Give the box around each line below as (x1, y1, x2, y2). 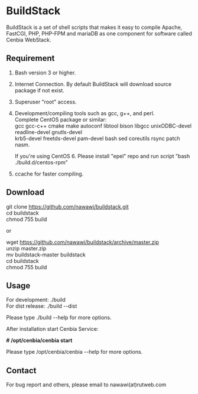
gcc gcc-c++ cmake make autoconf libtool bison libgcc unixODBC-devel (14, 122, 192, 129)
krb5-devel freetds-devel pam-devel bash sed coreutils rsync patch (14, 135, 180, 142)
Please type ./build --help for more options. (6, 314, 112, 321)
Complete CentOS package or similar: (14, 116, 107, 123)
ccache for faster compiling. (14, 170, 84, 177)
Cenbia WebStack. (6, 36, 51, 43)
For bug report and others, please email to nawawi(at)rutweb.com (6, 381, 167, 388)
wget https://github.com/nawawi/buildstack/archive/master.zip (6, 238, 160, 246)
